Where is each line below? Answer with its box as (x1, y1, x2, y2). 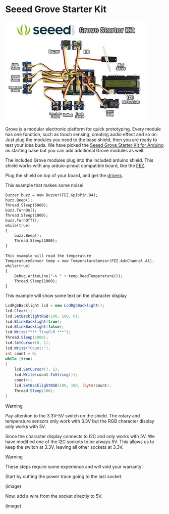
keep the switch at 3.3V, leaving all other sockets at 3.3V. (5, 444, 124, 450)
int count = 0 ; (5, 351, 37, 356)
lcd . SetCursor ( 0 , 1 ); (5, 340, 51, 346)
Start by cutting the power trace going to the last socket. (5, 473, 123, 479)
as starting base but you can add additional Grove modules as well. (5, 147, 145, 153)
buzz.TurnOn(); (5, 207, 37, 213)
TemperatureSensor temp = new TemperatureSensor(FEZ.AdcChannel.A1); (5, 258, 155, 264)
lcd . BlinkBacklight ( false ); (5, 324, 65, 329)
